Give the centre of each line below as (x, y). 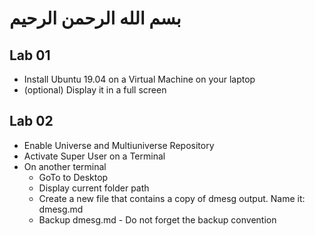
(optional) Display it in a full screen (95, 90)
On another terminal (65, 166)
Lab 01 (30, 55)
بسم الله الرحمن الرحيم (95, 18)
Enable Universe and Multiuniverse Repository (119, 145)
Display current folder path (94, 188)
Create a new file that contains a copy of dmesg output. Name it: (172, 198)
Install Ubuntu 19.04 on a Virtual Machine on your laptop (139, 79)
